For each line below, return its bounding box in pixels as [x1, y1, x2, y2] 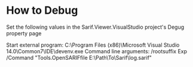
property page [6, 29, 42, 36]
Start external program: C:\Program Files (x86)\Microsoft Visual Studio [6, 41, 180, 48]
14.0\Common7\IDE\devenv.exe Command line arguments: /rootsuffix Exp [6, 47, 187, 54]
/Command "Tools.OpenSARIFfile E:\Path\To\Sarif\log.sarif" [6, 54, 152, 61]
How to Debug [6, 4, 78, 17]
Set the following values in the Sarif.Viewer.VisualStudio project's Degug [6, 23, 185, 31]
